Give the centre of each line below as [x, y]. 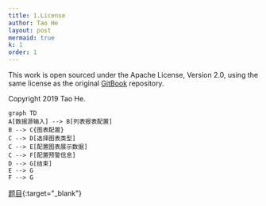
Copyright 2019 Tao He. [47, 99]
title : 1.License [37, 15]
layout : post [30, 30]
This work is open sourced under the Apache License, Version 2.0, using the [133, 75]
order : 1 [23, 52]
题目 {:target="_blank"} [45, 193]
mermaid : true [32, 38]
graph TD [23, 113]
